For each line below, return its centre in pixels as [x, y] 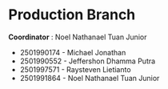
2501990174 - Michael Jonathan [73, 52]
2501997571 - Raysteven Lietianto [75, 69]
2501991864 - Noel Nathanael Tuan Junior [90, 78]
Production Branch [72, 15]
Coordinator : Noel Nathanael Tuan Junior [78, 37]
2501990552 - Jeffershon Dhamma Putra [88, 61]
